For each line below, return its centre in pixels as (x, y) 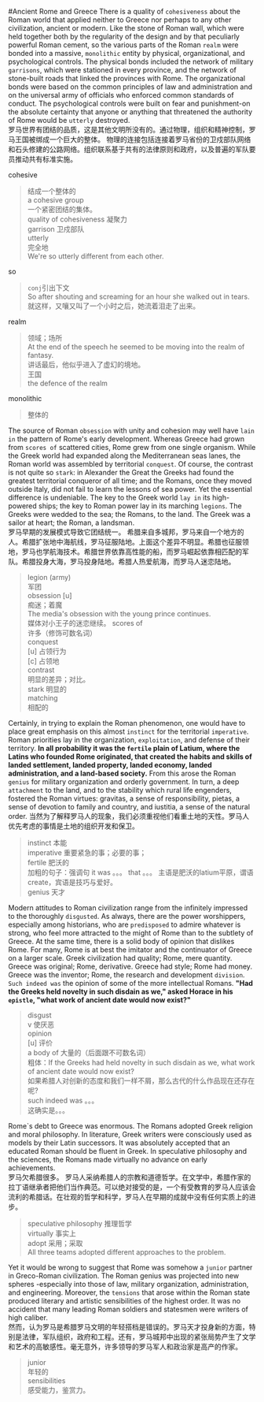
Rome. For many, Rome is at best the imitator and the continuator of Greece (130, 950)
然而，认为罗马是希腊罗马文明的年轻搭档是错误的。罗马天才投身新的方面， (128, 1327)
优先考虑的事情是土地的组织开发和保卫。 (73, 826)
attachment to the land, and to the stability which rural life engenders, (120, 790)
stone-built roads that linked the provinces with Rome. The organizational (127, 78)
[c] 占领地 (43, 661)
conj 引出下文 (48, 288)
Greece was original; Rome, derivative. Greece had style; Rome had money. (130, 966)
